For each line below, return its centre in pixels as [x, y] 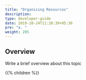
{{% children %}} [22, 73]
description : [18, 14]
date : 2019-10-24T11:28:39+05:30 [39, 23]
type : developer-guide [28, 18]
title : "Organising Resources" [37, 9]
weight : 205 [17, 32]
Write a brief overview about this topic [43, 63]
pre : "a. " [16, 28]
